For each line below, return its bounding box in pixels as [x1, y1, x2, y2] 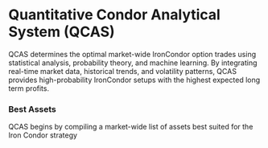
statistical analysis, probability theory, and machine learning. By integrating [8, 58, 258, 68]
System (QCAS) [8, 23, 115, 41]
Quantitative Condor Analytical [8, 6, 221, 24]
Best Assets [8, 103, 56, 114]
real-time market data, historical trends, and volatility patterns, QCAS [8, 66, 237, 76]
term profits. [8, 83, 50, 93]
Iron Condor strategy [8, 130, 78, 140]
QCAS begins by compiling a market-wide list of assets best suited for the [8, 122, 254, 132]
